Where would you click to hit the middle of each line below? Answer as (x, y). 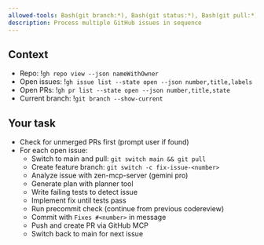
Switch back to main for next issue (87, 234)
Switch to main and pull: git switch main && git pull (119, 159)
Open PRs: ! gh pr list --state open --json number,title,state (125, 90)
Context (28, 55)
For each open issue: (53, 151)
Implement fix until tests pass (79, 200)
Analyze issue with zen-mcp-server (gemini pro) (110, 176)
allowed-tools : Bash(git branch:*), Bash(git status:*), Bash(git (119, 15)
